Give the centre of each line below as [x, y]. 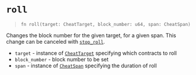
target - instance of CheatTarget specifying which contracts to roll [96, 53]
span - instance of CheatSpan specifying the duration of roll [86, 66]
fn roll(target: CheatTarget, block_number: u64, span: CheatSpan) [105, 24]
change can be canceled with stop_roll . [56, 41]
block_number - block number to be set [62, 59]
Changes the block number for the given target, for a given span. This [91, 35]
